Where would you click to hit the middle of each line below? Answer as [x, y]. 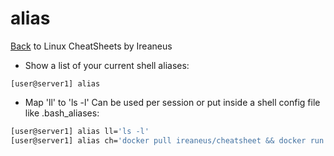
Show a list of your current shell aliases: [107, 65]
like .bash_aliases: [62, 113]
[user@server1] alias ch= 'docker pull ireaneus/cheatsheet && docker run [167, 140]
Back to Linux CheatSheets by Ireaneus [91, 46]
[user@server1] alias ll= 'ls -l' [80, 131]
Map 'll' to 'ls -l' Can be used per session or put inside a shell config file [172, 102]
